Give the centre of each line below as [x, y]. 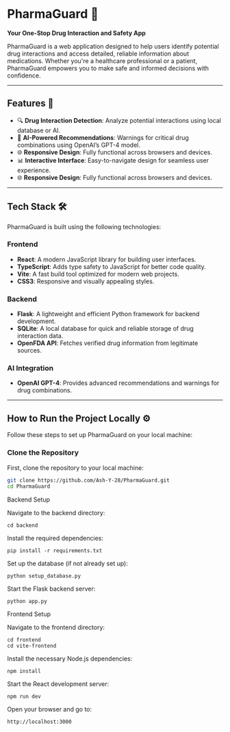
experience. [34, 170]
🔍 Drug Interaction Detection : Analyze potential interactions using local [119, 120]
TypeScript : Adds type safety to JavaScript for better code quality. [112, 266]
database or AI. [38, 130]
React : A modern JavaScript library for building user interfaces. [106, 259]
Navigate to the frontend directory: [56, 628]
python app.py [27, 602]
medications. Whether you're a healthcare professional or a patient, [102, 60]
